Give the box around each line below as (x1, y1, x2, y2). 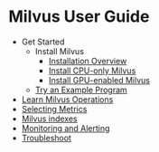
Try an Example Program (34, 84, 127, 95)
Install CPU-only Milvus (48, 65, 136, 76)
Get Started (21, 36, 65, 47)
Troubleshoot (21, 132, 71, 143)
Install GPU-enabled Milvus (48, 74, 151, 85)
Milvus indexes (21, 113, 78, 124)
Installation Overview (48, 55, 127, 66)
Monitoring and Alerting (21, 122, 110, 133)
